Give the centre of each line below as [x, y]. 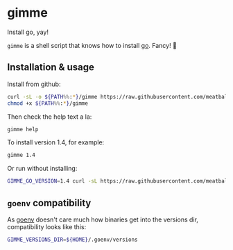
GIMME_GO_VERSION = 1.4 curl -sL [52, 181]
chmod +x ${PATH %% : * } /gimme [48, 103]
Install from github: [34, 84]
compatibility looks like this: [47, 226]
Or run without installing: [42, 169]
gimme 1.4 [21, 155]
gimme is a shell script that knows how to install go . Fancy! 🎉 [92, 45]
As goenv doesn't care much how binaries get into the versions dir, [103, 219]
